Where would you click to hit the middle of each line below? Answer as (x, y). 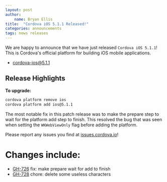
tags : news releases (27, 33)
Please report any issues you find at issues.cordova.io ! (62, 134)
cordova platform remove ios (36, 100)
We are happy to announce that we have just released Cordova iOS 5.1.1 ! (81, 48)
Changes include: (43, 155)
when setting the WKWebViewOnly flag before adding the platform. (71, 125)
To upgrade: (18, 90)
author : (13, 15)
